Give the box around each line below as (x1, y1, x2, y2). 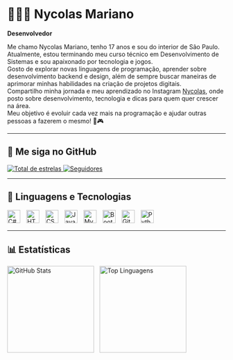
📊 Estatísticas (7, 243, 71, 255)
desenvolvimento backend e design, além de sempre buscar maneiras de (7, 72, 217, 80)
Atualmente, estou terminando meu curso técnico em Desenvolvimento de (7, 50, 220, 58)
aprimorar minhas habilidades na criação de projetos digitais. (7, 79, 182, 87)
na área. (7, 101, 31, 110)
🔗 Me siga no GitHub (7, 146, 97, 158)
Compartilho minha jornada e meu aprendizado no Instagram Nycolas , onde (7, 87, 224, 95)
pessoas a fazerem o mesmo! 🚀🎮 (7, 117, 104, 125)
